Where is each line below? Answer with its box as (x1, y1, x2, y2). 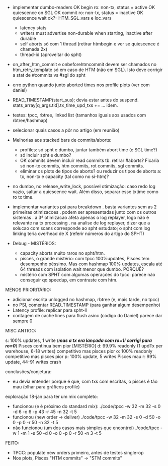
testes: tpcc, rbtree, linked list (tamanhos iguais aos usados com (12, 112, 146, 118)
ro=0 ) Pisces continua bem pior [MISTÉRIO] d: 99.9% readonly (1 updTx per (5, 343, 163, 348)
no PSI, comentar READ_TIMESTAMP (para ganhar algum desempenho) (12, 302, 161, 308)
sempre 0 (12, 318, 33, 324)
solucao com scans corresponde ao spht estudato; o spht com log (12, 225, 150, 231)
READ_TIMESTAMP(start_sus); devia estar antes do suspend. (12, 97, 139, 103)
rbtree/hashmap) (12, 118, 48, 123)
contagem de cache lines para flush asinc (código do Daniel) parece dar (12, 313, 162, 318)
